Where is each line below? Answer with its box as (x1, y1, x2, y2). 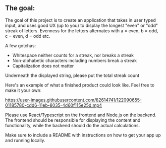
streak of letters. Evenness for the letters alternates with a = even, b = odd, (5, 27, 159, 34)
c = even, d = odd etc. (5, 33, 51, 39)
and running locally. (5, 137, 46, 143)
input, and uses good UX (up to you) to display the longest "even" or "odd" (5, 22, 158, 28)
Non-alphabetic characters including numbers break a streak (12, 57, 137, 64)
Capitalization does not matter (12, 63, 74, 69)
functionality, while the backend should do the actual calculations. (5, 122, 140, 128)
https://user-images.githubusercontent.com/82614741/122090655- (5, 97, 142, 103)
